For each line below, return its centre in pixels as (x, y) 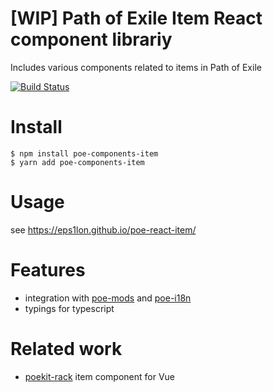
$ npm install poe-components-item (84, 153)
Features (48, 270)
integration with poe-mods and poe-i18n (108, 298)
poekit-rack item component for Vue (100, 376)
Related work (66, 348)
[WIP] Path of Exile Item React (136, 18)
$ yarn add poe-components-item (77, 162)
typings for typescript (69, 308)
